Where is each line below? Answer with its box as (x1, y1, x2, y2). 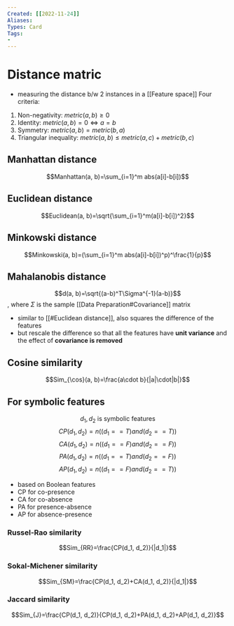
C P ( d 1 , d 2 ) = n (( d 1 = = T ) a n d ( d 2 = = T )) (58, 426, 177, 437)
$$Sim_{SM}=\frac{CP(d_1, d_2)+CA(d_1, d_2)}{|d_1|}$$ (38, 577, 198, 585)
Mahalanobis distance (7, 270, 106, 282)
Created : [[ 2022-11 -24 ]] (7, 10, 80, 18)
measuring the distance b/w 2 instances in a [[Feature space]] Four (17, 90, 212, 98)
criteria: (17, 98, 40, 106)
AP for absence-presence (17, 510, 92, 519)
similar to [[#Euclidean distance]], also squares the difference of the (17, 314, 214, 322)
